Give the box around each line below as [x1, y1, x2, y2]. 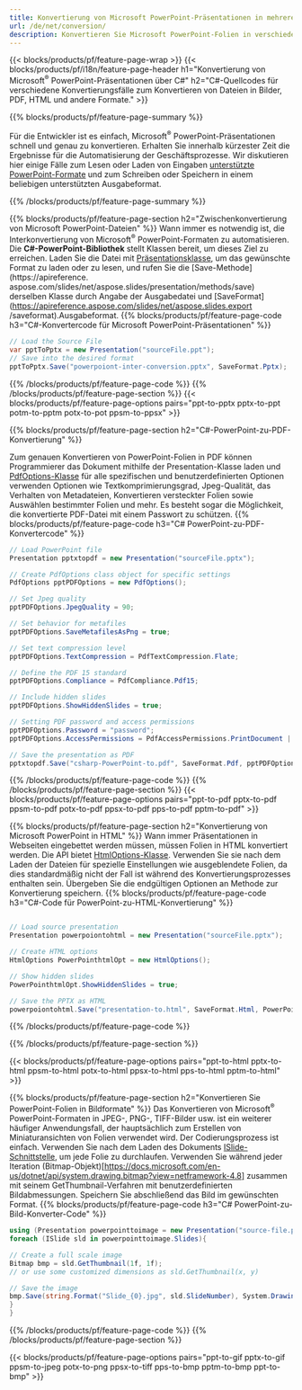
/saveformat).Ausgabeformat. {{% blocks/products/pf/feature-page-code [9, 310, 282, 321]
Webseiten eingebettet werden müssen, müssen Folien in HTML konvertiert [9, 840, 289, 851]
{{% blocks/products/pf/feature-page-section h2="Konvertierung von [9, 821, 268, 832]
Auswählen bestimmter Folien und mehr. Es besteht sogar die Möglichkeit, [9, 499, 284, 510]
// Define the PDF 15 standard [9, 668, 127, 677]
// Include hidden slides [9, 693, 106, 702]
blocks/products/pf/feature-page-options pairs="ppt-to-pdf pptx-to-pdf [9, 794, 277, 805]
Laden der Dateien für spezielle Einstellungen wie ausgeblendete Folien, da [9, 860, 288, 870]
